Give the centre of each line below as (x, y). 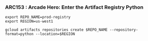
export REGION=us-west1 (29, 21)
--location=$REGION (55, 34)
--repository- (124, 30)
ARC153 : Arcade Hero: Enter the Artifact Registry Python (74, 7)
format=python (19, 34)
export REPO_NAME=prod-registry (38, 17)
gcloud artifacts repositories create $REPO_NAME (56, 30)
